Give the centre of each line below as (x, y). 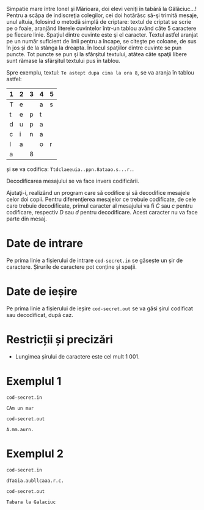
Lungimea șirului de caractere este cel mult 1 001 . (77, 356)
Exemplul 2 (35, 454)
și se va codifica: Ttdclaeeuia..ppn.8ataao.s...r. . (70, 169)
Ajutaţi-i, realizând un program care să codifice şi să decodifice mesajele (98, 193)
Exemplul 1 (34, 381)
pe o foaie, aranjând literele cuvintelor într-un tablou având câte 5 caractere (101, 28)
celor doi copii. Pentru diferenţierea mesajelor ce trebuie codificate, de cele (101, 199)
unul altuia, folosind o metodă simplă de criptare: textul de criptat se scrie (99, 22)
